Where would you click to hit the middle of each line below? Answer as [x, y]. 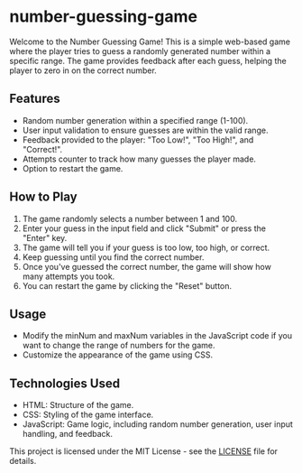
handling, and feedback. [67, 434]
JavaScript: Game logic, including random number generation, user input [157, 424]
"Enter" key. [45, 237]
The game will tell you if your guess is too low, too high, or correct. [146, 247]
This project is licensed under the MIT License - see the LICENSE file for [143, 451]
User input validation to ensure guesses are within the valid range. [145, 130]
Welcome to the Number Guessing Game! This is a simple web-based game [150, 42]
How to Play [44, 197]
